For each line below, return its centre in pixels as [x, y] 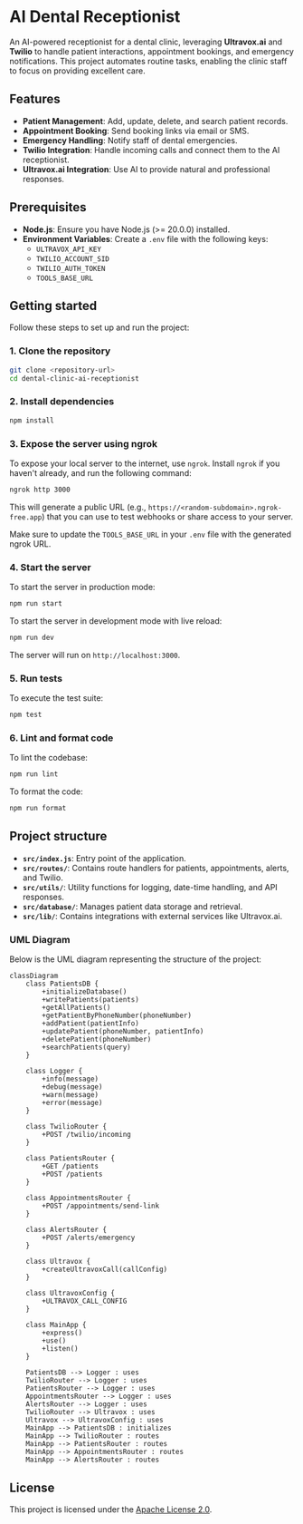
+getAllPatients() [76, 1008]
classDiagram [34, 976]
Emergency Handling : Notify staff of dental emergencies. [130, 140]
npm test [26, 715]
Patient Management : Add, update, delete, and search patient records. [155, 121]
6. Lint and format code [62, 738]
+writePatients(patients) [91, 1000]
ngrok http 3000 [40, 490]
